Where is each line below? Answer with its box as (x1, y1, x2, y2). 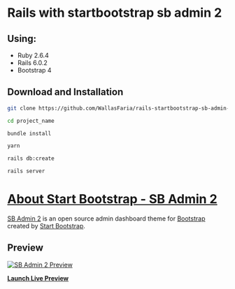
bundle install (7, 130, 52, 137)
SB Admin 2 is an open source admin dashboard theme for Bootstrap (7, 214, 206, 223)
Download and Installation (7, 86, 124, 98)
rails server (7, 168, 45, 175)
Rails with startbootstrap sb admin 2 (7, 5, 222, 21)
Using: (7, 33, 37, 45)
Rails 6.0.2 (17, 59, 48, 67)
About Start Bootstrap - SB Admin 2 (7, 191, 218, 207)
